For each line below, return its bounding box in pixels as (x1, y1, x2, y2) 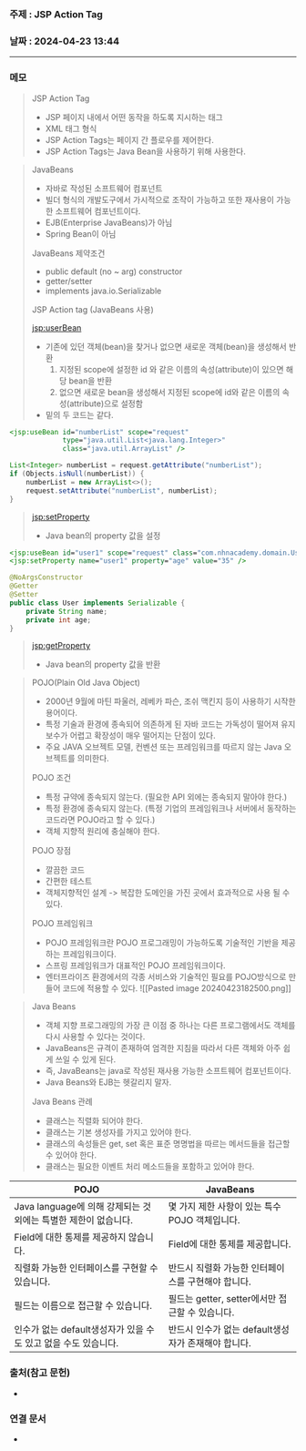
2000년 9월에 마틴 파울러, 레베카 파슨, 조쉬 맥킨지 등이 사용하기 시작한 (45, 696, 296, 707)
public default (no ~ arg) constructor (45, 266, 183, 277)
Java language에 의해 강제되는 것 (14, 1201, 152, 1213)
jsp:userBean (31, 322, 82, 333)
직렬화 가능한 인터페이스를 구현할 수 (14, 1262, 158, 1274)
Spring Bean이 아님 (45, 228, 117, 239)
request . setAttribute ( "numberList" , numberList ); (25, 485, 219, 496)
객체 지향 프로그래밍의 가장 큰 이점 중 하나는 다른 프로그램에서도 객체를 (45, 1020, 296, 1031)
